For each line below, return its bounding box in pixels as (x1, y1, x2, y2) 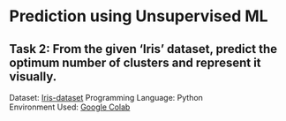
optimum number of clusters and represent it (9, 55, 262, 70)
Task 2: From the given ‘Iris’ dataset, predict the (9, 42, 278, 57)
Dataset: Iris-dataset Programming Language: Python (9, 93, 203, 102)
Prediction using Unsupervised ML (9, 6, 268, 26)
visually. (9, 69, 57, 84)
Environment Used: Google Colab (9, 102, 131, 112)
